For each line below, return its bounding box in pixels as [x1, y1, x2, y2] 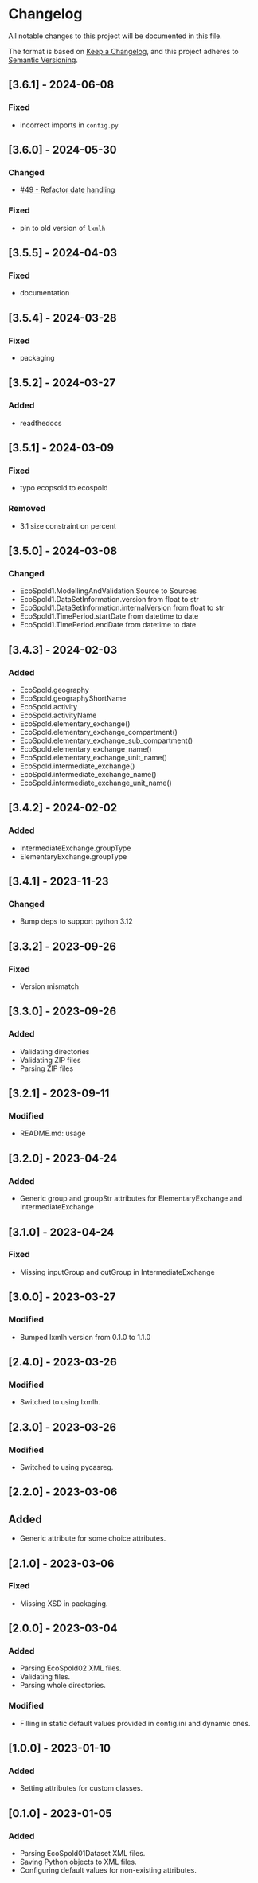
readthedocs [19, 418, 62, 428]
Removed [8, 503, 46, 514]
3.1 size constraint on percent [19, 521, 117, 530]
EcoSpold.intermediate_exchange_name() [19, 770, 157, 779]
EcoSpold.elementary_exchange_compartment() [19, 728, 178, 737]
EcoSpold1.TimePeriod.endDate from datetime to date [19, 620, 197, 630]
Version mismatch [19, 982, 80, 991]
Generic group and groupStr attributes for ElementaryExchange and [19, 1193, 243, 1203]
